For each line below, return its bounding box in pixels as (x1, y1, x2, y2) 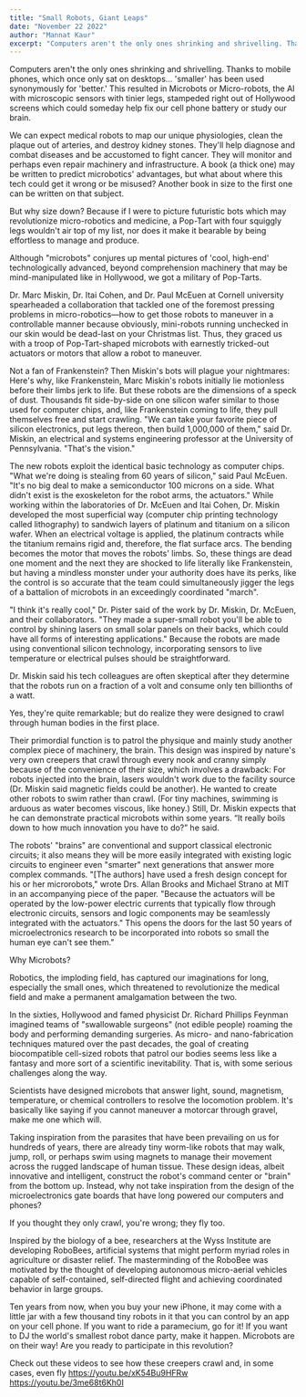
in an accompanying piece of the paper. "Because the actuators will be (9, 889, 276, 900)
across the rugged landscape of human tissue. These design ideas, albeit (9, 1161, 285, 1173)
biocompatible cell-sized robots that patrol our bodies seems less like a (9, 1048, 278, 1059)
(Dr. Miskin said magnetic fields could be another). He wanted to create (9, 784, 278, 795)
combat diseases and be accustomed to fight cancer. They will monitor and (9, 150, 292, 161)
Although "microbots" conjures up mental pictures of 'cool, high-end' (9, 253, 270, 264)
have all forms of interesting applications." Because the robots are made (9, 633, 280, 644)
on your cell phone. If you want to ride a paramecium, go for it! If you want (9, 1320, 289, 1332)
